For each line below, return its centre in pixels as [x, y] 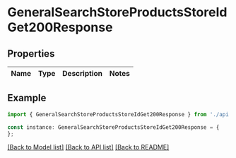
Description [82, 73]
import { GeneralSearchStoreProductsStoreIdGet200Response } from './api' [120, 114]
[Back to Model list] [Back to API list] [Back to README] [88, 147]
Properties [31, 53]
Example [27, 98]
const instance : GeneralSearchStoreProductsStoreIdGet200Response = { [113, 127]
